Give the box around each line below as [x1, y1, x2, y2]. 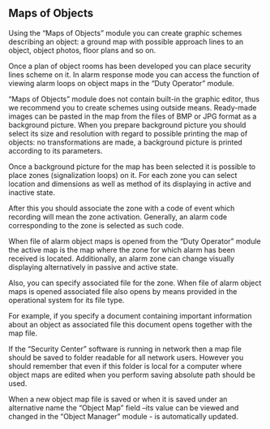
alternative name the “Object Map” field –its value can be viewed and [8, 402, 239, 413]
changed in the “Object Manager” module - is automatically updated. [8, 411, 239, 421]
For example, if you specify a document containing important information [8, 310, 253, 320]
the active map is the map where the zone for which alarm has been [8, 245, 235, 254]
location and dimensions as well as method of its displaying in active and [8, 179, 251, 188]
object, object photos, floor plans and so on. [8, 45, 156, 55]
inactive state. [8, 187, 55, 197]
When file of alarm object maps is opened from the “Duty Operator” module [8, 236, 261, 246]
